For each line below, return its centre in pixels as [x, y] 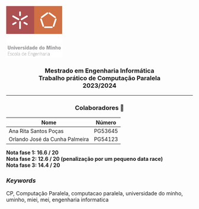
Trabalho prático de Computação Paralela [99, 78]
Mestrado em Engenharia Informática [99, 71]
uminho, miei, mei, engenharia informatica [57, 199]
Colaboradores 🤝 [99, 107]
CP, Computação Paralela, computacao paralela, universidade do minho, [95, 193]
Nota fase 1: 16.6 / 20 [33, 152]
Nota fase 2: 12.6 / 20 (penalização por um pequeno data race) [84, 159]
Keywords [21, 180]
